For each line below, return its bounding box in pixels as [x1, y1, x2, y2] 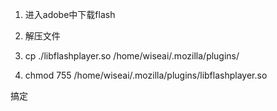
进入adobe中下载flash [24, 9, 116, 20]
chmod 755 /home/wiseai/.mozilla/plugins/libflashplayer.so [24, 69, 268, 81]
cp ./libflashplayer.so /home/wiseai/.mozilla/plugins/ [24, 50, 240, 62]
